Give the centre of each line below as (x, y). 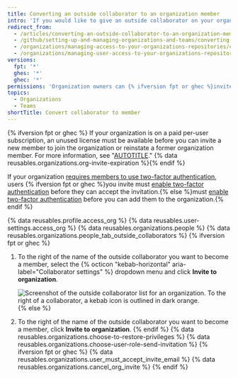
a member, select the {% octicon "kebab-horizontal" (94, 264)
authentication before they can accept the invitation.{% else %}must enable (118, 191)
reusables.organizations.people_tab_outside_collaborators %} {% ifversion (116, 235)
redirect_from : (30, 27)
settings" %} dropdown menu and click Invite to (147, 271)
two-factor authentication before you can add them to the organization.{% (116, 199)
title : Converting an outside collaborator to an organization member (114, 14)
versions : (22, 60)
